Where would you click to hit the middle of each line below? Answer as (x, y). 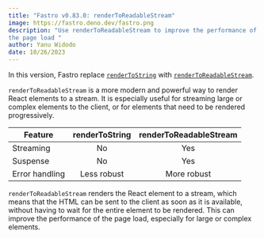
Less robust (102, 174)
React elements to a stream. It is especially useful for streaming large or (126, 98)
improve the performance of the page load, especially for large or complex (130, 219)
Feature (38, 135)
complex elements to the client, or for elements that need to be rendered (127, 107)
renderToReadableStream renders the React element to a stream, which (122, 193)
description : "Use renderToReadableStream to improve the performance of (133, 30)
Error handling (39, 174)
